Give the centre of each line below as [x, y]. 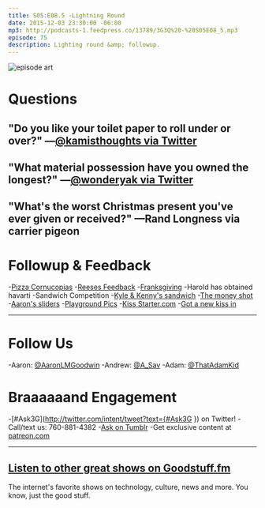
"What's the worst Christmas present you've [121, 207]
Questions [43, 99]
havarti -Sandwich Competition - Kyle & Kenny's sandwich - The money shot [131, 295]
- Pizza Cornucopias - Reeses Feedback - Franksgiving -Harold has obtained [131, 287]
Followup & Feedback [80, 265]
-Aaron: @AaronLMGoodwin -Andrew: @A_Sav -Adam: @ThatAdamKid [123, 365]
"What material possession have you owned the [129, 168]
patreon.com [29, 436]
